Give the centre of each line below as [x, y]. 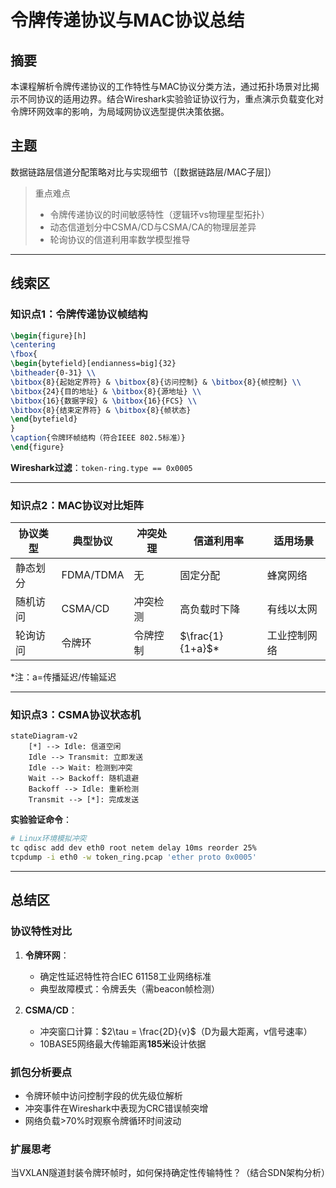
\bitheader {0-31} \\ [53, 373]
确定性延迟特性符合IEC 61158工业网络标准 [125, 976]
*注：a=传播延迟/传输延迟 [63, 677]
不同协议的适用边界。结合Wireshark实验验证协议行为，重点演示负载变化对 [171, 99]
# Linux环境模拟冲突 [48, 839]
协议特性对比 [41, 931]
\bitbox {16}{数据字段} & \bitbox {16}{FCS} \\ [104, 401]
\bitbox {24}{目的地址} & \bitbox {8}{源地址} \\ [106, 391]
